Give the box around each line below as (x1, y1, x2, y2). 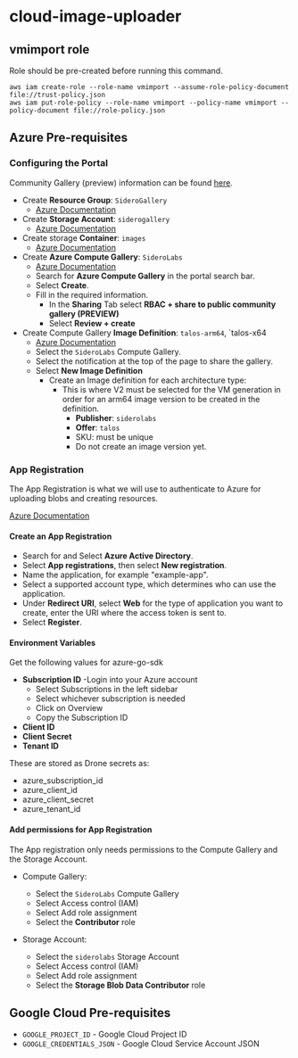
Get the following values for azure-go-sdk (9, 657, 163, 668)
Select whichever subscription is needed (35, 693, 186, 704)
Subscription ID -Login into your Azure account (21, 674, 198, 685)
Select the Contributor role (35, 916, 136, 927)
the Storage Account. (9, 854, 87, 864)
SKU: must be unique (75, 431, 153, 442)
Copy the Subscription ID (35, 712, 128, 723)
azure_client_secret (21, 794, 94, 805)
